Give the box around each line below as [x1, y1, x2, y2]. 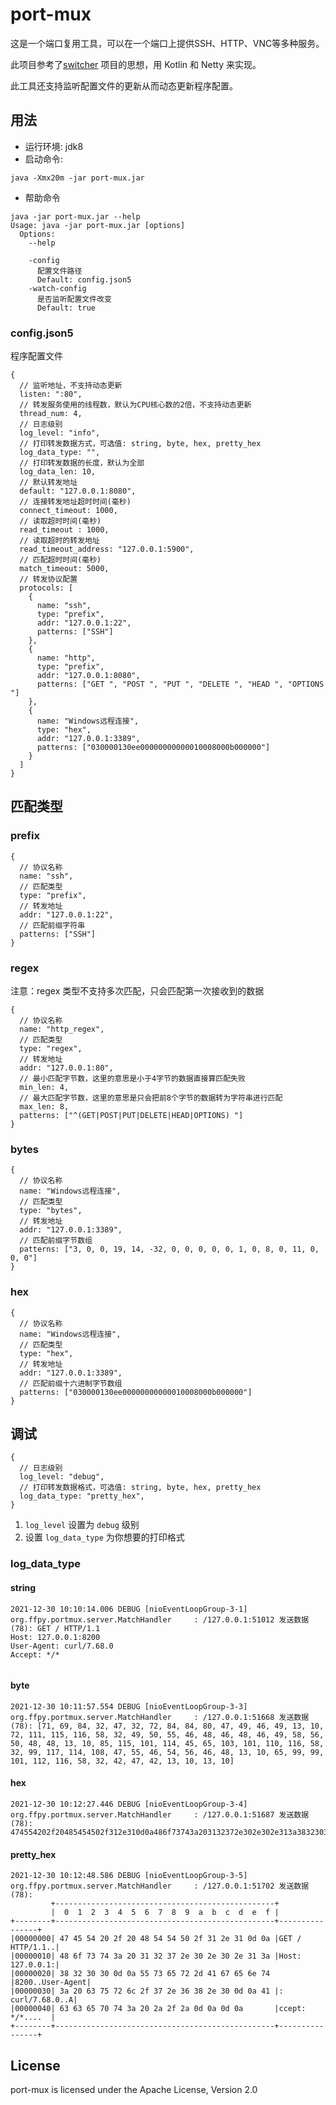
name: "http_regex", [19, 1024, 105, 1035]
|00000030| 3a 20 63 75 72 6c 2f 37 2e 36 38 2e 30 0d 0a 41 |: [10, 1986, 284, 1997]
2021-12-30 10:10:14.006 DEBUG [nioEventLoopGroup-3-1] [10, 1604, 248, 1614]
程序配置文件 [10, 350, 63, 362]
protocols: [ [19, 583, 74, 593]
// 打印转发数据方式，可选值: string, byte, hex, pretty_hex [19, 439, 262, 449]
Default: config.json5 [36, 274, 132, 285]
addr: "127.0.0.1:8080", [36, 671, 141, 681]
